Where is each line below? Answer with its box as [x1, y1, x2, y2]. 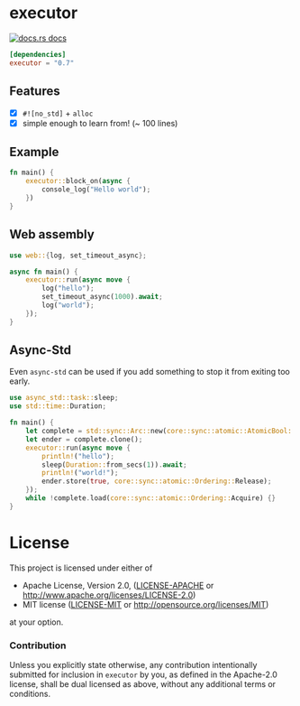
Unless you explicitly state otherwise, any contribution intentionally [9, 660, 258, 671]
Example [9, 144, 59, 160]
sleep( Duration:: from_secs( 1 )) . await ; [41, 460, 187, 469]
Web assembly [9, 227, 95, 242]
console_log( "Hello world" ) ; [41, 185, 151, 194]
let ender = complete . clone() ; [25, 434, 143, 444]
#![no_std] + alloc [22, 107, 94, 118]
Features [9, 84, 60, 99]
